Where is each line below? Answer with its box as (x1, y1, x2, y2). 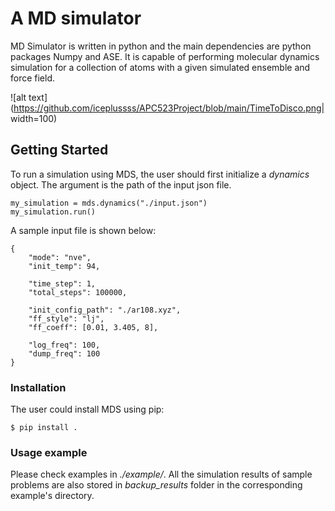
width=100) (10, 112, 58, 124)
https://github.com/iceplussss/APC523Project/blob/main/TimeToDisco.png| (13, 102, 325, 114)
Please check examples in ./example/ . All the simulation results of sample (10, 468, 313, 481)
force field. (10, 72, 56, 84)
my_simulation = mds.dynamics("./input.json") (10, 198, 208, 208)
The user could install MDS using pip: (10, 403, 165, 416)
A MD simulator (10, 7, 142, 30)
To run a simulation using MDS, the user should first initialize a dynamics (10, 168, 310, 180)
